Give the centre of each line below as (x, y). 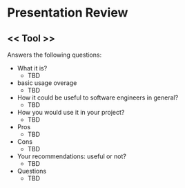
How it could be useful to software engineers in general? (98, 97)
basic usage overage (47, 83)
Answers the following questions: (55, 55)
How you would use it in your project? (71, 112)
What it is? (32, 68)
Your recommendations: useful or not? (71, 156)
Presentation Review (68, 13)
